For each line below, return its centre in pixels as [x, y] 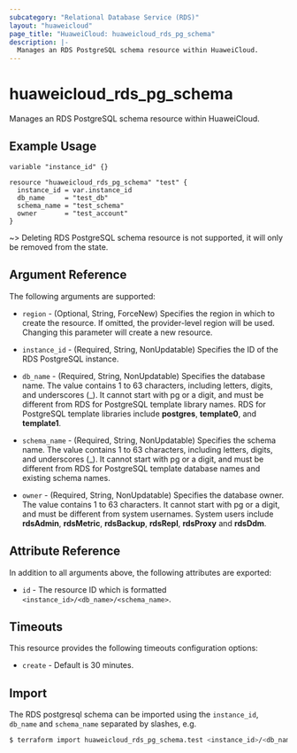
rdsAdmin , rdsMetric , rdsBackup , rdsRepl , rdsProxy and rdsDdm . [144, 523]
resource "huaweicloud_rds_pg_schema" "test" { [99, 182]
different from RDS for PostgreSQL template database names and [141, 468]
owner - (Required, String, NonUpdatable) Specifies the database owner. [153, 495]
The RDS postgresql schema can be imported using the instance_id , [134, 715]
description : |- [39, 42]
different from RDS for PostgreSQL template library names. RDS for [144, 404]
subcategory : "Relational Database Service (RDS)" [104, 17]
